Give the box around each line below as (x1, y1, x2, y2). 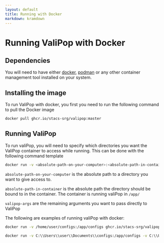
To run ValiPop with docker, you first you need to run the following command (5, 102, 160, 108)
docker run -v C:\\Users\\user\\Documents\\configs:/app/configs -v (5, 233, 147, 238)
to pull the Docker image (5, 107, 55, 112)
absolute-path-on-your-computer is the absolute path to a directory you (5, 171, 148, 177)
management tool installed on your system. (5, 75, 92, 80)
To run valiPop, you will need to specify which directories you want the (5, 142, 147, 149)
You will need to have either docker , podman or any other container (5, 69, 141, 75)
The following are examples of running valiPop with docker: (5, 215, 124, 221)
